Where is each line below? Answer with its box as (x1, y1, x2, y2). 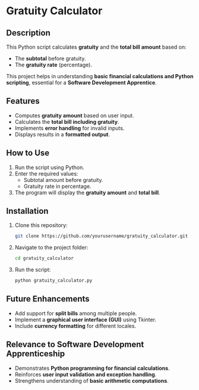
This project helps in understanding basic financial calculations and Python (6, 73, 194, 79)
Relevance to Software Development (6, 340, 144, 350)
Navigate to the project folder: (14, 244, 89, 251)
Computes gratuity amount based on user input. (14, 111, 135, 119)
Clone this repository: (14, 222, 68, 229)
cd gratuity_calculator (14, 255, 74, 261)
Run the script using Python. (14, 164, 84, 171)
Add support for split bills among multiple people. (14, 309, 137, 317)
